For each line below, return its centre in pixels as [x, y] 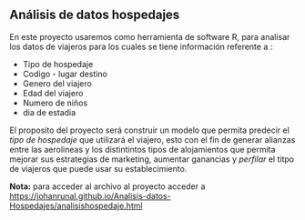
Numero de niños [55, 103]
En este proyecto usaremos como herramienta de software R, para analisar [150, 36]
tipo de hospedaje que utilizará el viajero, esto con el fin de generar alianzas [152, 139]
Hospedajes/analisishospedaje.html [76, 205]
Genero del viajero [57, 83]
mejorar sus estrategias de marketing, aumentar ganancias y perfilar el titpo [152, 159]
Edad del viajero [53, 93]
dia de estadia [49, 112]
